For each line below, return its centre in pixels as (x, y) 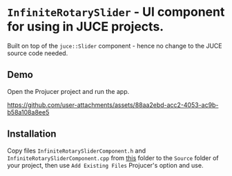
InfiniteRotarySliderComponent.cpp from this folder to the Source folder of (113, 158)
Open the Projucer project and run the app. (68, 91)
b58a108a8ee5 (28, 112)
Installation (32, 134)
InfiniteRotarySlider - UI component (116, 12)
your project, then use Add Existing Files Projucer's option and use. (105, 165)
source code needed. (38, 53)
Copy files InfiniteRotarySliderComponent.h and (77, 150)
